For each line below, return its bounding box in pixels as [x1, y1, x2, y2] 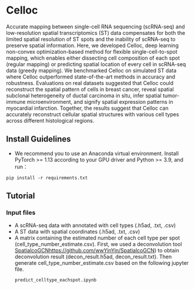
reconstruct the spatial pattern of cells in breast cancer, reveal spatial [6, 86, 174, 93]
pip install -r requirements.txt [6, 175, 88, 180]
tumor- [162, 92, 180, 99]
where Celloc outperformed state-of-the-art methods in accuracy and [6, 73, 176, 80]
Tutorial [6, 191, 35, 201]
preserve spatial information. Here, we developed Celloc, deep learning [6, 42, 179, 49]
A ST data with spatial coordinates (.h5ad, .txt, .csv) [14, 228, 140, 235]
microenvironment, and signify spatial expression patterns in [26, 98, 173, 105]
